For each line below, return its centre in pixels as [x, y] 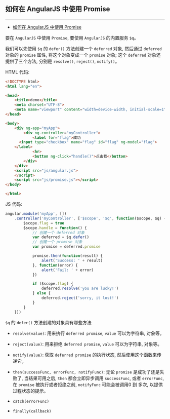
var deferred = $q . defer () [61, 237]
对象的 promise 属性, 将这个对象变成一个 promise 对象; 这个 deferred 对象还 [83, 55]
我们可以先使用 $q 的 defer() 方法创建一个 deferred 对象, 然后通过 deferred [83, 48]
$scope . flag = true [44, 223]
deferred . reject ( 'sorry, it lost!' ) [80, 298]
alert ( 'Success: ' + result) [72, 260]
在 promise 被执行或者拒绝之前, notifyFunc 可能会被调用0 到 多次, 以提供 [88, 385]
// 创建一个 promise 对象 [57, 242]
